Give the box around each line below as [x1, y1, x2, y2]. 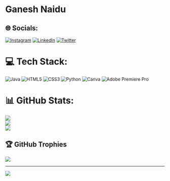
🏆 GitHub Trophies [5, 140, 67, 149]
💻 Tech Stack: [5, 56, 68, 67]
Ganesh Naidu [5, 4, 66, 15]
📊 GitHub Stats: [5, 95, 74, 106]
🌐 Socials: [5, 24, 38, 32]
